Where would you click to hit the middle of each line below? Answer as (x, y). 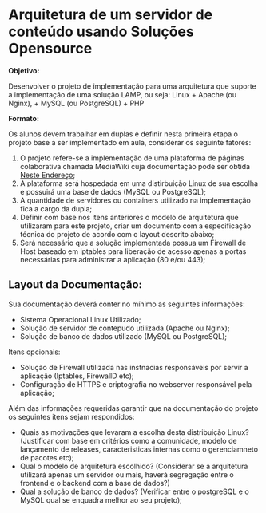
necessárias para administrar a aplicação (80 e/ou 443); (113, 259)
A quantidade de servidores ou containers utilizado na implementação (135, 200)
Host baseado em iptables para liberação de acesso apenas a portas (133, 251)
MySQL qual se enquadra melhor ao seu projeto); (101, 499)
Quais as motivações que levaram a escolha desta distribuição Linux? (134, 432)
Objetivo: (24, 70)
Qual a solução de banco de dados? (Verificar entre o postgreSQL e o (134, 491)
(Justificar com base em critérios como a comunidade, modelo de (128, 440)
